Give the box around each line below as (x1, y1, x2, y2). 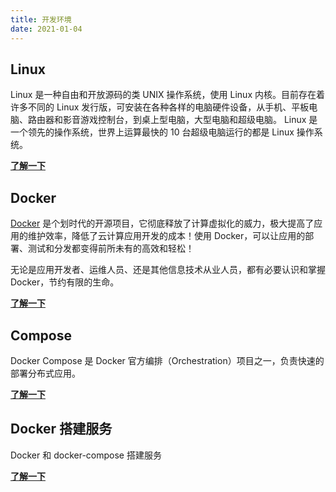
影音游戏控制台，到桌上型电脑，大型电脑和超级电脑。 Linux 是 (62, 114, 318, 126)
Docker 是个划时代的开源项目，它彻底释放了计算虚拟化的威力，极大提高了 (10, 217, 315, 230)
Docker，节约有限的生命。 (10, 276, 120, 288)
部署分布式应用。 (10, 367, 81, 379)
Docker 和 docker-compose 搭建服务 (10, 449, 162, 461)
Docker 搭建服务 (10, 421, 113, 438)
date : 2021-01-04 (10, 24, 83, 34)
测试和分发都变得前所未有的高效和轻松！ (27, 242, 195, 255)
